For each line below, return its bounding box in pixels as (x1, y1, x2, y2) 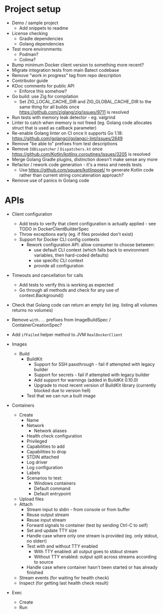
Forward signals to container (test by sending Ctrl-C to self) (26, 522, 148, 528)
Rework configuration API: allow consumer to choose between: (26, 241, 155, 248)
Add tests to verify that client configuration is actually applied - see (19, 220, 156, 226)
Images (11, 341, 27, 347)
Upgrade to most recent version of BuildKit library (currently (34, 382, 157, 388)
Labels (26, 470, 41, 476)
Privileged (26, 438, 47, 444)
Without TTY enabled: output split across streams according (34, 554, 157, 560)
